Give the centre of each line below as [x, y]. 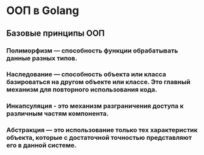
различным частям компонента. [58, 114]
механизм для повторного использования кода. [82, 90]
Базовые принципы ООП [56, 33]
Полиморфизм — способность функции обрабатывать [92, 51]
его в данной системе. [42, 145]
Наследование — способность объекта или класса [86, 74]
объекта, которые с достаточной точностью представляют [99, 138]
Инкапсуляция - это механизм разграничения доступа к [95, 106]
